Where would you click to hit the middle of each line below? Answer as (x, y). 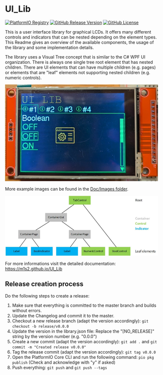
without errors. (27, 310)
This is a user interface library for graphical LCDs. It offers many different (78, 32)
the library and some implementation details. (49, 47)
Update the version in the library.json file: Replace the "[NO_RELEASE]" (83, 331)
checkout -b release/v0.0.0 (40, 326)
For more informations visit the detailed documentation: (60, 263)
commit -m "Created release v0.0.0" (49, 347)
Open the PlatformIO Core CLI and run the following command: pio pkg (83, 357)
